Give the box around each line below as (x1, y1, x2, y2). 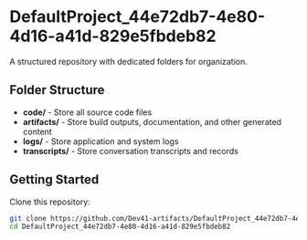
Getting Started (9, 172, 100, 188)
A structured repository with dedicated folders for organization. (9, 56, 249, 67)
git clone (9, 214, 48, 223)
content (22, 126, 52, 137)
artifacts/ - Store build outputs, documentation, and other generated (22, 116, 281, 127)
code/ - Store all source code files (22, 107, 153, 118)
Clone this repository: (9, 196, 91, 207)
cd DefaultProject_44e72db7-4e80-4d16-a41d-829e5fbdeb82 (9, 222, 231, 232)
